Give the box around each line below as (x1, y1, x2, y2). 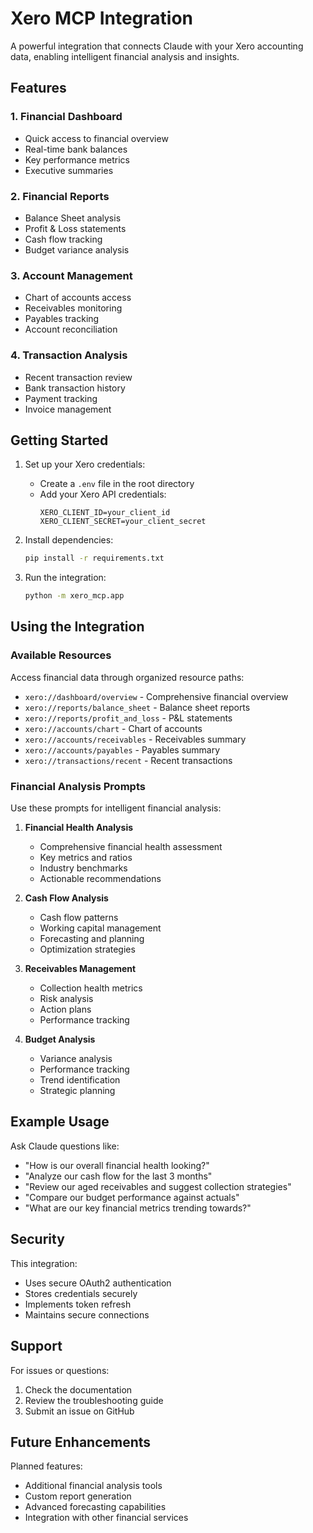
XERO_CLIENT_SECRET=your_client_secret (39, 517, 207, 527)
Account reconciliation (24, 323, 118, 336)
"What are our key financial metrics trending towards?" (24, 1202, 252, 1214)
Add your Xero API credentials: (39, 488, 167, 501)
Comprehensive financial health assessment (39, 841, 223, 853)
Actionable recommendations (39, 873, 162, 885)
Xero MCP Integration (10, 7, 194, 30)
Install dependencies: (24, 534, 114, 546)
